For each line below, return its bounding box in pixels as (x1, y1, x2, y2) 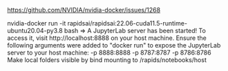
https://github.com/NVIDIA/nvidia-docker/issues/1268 (7, 6, 161, 14)
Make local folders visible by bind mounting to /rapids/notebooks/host (7, 56, 207, 64)
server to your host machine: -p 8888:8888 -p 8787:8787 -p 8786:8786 (7, 48, 212, 57)
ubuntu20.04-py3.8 (7, 27, 64, 34)
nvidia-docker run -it (7, 19, 66, 27)
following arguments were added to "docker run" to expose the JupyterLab (7, 41, 221, 49)
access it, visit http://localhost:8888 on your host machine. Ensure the (7, 34, 207, 42)
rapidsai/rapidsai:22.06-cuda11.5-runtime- (67, 19, 188, 27)
